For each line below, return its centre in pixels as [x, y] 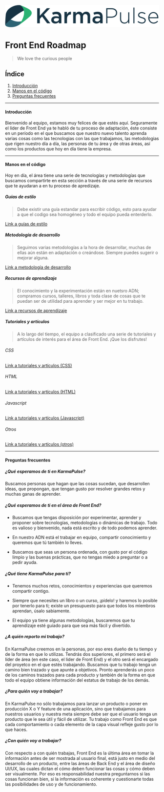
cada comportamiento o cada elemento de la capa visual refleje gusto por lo [82, 724]
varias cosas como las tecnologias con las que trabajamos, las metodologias [82, 138]
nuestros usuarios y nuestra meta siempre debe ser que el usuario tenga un [81, 714]
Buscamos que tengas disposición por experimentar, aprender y [77, 517]
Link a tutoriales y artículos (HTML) [40, 392]
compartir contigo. [31, 591]
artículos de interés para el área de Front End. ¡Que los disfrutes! [82, 339]
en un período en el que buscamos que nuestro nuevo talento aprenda [76, 133]
